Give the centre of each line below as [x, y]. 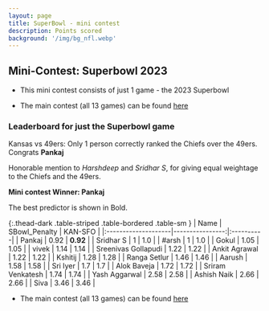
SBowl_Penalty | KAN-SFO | [54, 232]
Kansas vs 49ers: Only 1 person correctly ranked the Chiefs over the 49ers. [133, 144]
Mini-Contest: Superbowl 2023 [88, 70]
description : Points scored [55, 31]
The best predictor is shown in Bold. [68, 208]
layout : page [30, 16]
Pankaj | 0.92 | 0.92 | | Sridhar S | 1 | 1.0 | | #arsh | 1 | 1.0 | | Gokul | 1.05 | [139, 240]
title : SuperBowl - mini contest [64, 23]
